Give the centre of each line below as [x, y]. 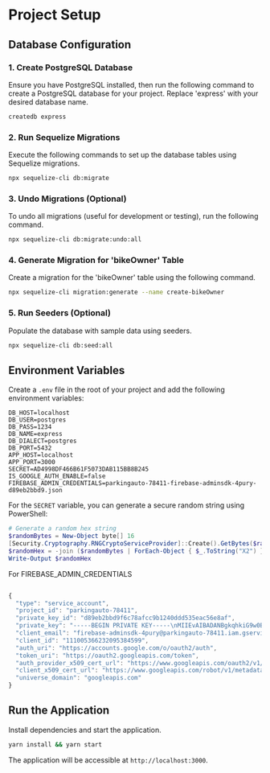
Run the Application [59, 711]
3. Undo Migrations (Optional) [67, 199]
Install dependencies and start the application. [85, 730]
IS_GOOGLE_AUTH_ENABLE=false [57, 476]
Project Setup [55, 15]
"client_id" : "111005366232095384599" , [82, 640]
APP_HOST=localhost [41, 455]
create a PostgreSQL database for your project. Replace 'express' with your [133, 93]
